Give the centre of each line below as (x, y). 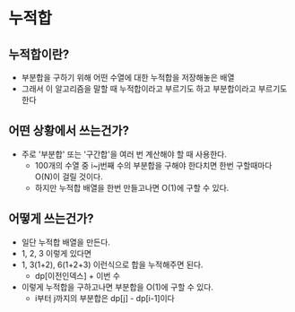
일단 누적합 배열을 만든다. (66, 242)
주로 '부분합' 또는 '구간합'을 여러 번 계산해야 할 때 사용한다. (124, 154)
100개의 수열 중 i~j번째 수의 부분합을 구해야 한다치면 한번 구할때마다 (153, 165)
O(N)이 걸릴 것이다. (69, 177)
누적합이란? (39, 54)
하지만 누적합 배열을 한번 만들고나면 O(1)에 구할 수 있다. (132, 187)
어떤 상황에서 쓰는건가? (69, 131)
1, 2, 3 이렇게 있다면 (56, 253)
